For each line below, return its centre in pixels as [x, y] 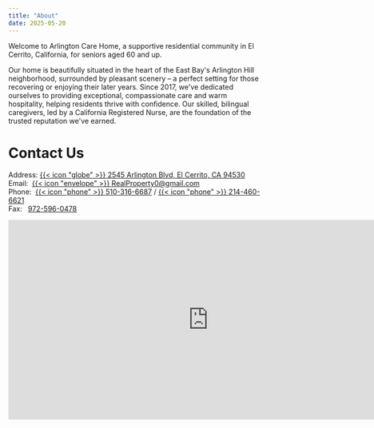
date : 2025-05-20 [37, 23]
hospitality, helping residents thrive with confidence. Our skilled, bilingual [129, 104]
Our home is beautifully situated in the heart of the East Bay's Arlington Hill [131, 69]
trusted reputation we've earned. [62, 121]
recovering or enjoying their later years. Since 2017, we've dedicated [121, 87]
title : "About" [34, 16]
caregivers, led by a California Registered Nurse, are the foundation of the [130, 112]
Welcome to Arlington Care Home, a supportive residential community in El [131, 46]
